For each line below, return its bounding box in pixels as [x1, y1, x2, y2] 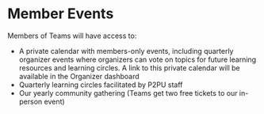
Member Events [7, 5, 114, 23]
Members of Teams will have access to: [7, 31, 137, 40]
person [18, 97, 43, 106]
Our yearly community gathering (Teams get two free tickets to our [18, 88, 238, 97]
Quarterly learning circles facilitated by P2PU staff [18, 80, 183, 89]
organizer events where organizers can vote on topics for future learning [18, 55, 257, 64]
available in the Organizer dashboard [18, 71, 140, 81]
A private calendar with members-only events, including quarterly [18, 46, 234, 55]
